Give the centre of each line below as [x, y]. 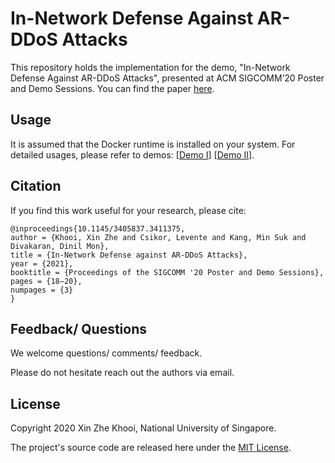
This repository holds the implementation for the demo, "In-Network [150, 67]
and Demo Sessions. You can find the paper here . [112, 88]
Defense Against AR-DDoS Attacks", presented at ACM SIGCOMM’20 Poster [167, 78]
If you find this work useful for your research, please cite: [128, 210]
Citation [36, 186]
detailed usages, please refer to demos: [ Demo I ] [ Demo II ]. [132, 154]
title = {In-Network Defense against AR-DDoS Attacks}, [129, 255]
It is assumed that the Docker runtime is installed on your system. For [153, 144]
